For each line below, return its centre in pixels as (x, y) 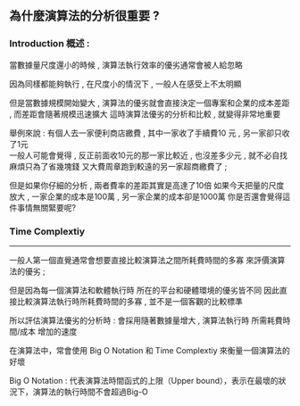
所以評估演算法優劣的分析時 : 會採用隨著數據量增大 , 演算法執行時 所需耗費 (146, 320)
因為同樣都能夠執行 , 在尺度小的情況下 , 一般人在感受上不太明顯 (125, 84)
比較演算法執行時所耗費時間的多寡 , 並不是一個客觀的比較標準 (129, 301)
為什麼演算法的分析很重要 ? (84, 16)
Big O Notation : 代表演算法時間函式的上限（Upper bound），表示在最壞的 (144, 380)
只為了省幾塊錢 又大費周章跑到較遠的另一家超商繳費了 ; (126, 166)
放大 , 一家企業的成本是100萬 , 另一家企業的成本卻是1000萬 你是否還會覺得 (146, 196)
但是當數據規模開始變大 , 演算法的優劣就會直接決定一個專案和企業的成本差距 (150, 103)
